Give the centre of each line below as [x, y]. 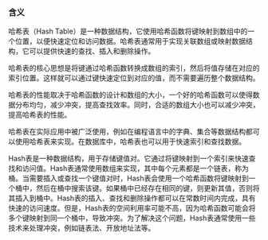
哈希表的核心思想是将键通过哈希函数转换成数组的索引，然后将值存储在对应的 [134, 68]
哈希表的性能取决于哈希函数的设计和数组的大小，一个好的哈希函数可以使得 [130, 95]
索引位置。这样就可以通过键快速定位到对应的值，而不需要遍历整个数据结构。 [134, 78]
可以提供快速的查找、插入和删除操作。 [92, 51]
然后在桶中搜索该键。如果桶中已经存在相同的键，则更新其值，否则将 [148, 188]
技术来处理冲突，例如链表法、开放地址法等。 [82, 228]
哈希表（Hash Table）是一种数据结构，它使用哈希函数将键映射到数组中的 [128, 31]
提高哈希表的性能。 [40, 115]
